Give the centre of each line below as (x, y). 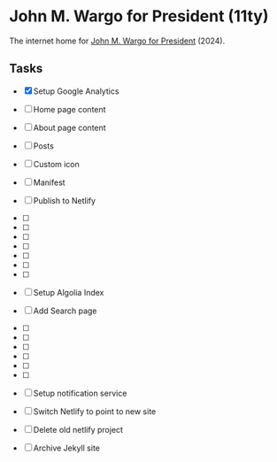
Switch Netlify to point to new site (95, 411)
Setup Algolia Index (69, 292)
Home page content (69, 109)
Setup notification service (80, 393)
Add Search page (65, 311)
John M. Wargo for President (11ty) (139, 16)
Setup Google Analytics (76, 91)
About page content (69, 127)
